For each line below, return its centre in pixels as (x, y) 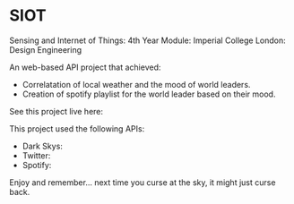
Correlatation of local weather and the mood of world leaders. (136, 84)
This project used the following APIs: (77, 128)
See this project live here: (56, 111)
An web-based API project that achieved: (85, 67)
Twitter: (36, 155)
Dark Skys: (42, 146)
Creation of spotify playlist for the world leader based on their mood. (149, 94)
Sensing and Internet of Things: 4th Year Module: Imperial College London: (148, 40)
